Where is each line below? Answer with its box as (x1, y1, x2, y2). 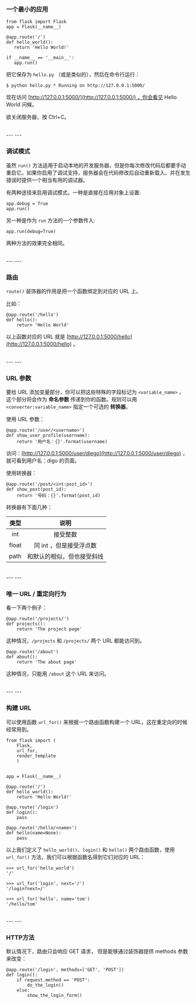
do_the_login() (27, 982, 64, 988)
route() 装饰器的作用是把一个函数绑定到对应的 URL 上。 (6, 288, 142, 295)
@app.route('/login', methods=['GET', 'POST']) (6, 967, 125, 973)
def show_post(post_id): (6, 486, 67, 492)
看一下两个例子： (6, 604, 47, 611)
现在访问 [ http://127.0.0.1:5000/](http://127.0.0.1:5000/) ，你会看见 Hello (6, 94, 177, 101)
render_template (16, 753, 57, 759)
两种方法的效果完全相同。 (6, 239, 68, 246)
